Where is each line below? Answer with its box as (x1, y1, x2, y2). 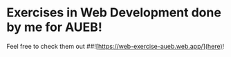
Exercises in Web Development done (6, 5, 222, 21)
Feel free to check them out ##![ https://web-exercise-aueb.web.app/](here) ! (6, 42, 225, 50)
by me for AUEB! (6, 19, 103, 35)
